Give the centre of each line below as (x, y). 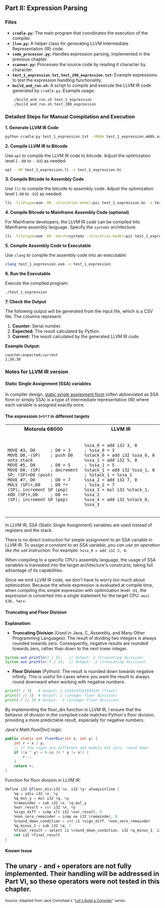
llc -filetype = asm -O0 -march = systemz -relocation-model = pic (69, 236)
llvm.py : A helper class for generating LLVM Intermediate (70, 43)
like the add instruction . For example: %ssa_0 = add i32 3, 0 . (66, 550)
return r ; (24, 766)
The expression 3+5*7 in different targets (47, 416)
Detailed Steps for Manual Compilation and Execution (70, 117)
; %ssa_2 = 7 (99, 485)
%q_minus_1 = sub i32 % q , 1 (42, 826)
